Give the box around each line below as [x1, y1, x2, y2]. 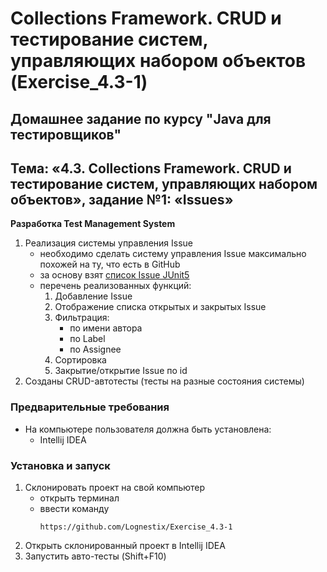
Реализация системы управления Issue [24, 237, 194, 249]
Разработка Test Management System [10, 218, 176, 230]
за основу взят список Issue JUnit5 [39, 269, 190, 281]
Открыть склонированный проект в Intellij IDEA [24, 539, 226, 551]
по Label [69, 333, 106, 345]
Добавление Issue [54, 290, 133, 302]
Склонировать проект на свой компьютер [24, 481, 206, 493]
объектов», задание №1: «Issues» [10, 191, 234, 208]
